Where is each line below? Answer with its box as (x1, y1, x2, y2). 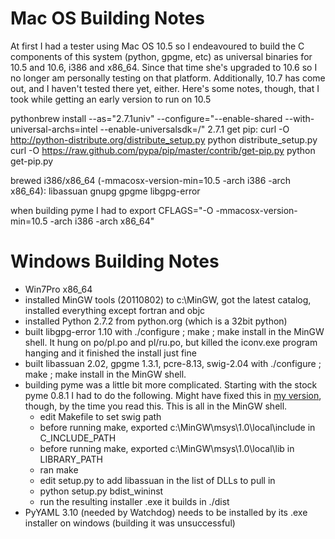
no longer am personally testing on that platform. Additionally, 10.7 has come (10, 72, 326, 84)
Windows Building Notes (10, 250, 220, 273)
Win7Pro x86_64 (24, 283, 93, 295)
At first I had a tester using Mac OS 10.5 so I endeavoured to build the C (10, 40, 305, 52)
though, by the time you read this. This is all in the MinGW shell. (24, 400, 288, 412)
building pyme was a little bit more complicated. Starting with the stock (24, 378, 318, 391)
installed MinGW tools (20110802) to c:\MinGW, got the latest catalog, (24, 293, 312, 306)
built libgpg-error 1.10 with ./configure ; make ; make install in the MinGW (24, 325, 325, 337)
